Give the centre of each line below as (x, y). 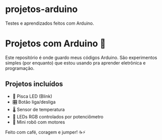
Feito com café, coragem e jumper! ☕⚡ (46, 132)
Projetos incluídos (34, 84)
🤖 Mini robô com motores (39, 122)
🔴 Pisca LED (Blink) (32, 96)
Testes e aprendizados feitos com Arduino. (50, 23)
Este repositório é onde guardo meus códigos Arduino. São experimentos (81, 57)
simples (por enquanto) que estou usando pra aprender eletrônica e (75, 63)
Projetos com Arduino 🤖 (56, 44)
